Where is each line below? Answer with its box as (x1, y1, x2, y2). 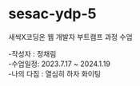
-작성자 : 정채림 (8, 49, 57, 58)
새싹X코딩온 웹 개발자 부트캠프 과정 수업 (8, 32, 134, 41)
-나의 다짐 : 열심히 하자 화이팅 (8, 68, 102, 78)
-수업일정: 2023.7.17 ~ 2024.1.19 (8, 59, 110, 68)
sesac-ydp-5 (8, 5, 98, 23)
